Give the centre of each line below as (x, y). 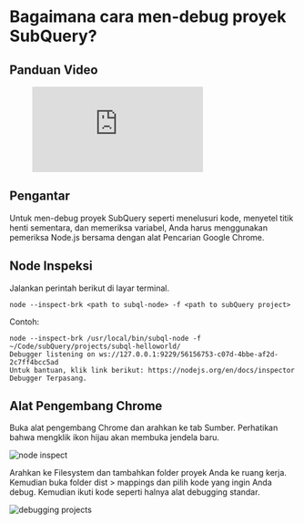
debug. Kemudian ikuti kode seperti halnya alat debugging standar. (135, 492)
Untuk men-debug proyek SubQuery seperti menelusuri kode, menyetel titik (152, 218)
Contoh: (25, 322)
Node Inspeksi (51, 266)
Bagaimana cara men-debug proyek (148, 17)
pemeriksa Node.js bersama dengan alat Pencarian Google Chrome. (137, 237)
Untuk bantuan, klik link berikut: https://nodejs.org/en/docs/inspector (152, 370)
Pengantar (40, 196)
